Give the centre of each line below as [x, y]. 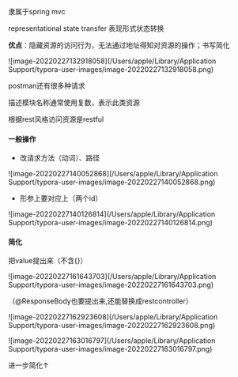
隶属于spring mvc [37, 11]
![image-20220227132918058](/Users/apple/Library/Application [112, 61]
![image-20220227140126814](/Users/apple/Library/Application [112, 214]
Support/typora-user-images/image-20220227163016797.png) [110, 349]
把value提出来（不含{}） [48, 261]
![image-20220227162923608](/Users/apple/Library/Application [113, 317]
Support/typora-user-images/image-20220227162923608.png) [112, 326]
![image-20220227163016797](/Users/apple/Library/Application [112, 341]
